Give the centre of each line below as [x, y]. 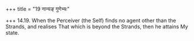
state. [12, 33]
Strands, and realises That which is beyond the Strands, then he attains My [97, 27]
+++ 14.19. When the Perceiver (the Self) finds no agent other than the [91, 20]
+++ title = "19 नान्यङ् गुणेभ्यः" [38, 9]
